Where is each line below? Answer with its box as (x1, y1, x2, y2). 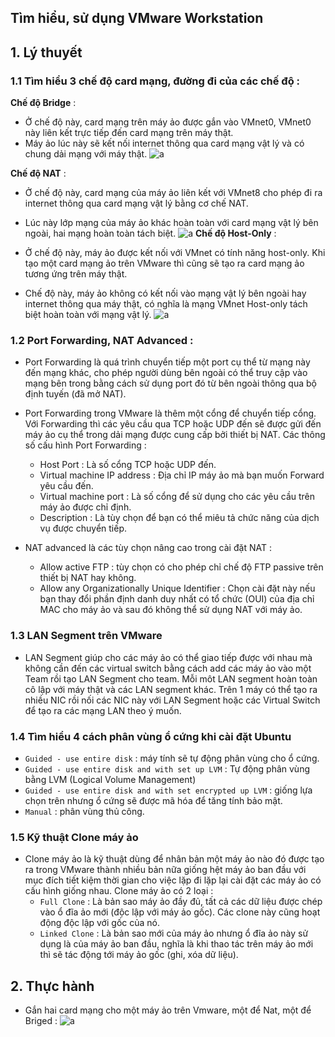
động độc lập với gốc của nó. (39, 917, 160, 929)
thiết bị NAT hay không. (39, 572, 137, 584)
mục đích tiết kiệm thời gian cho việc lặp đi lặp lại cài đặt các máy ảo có (24, 874, 322, 886)
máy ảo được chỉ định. (39, 501, 132, 513)
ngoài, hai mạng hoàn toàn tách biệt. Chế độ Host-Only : (24, 227, 277, 240)
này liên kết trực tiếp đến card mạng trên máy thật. (24, 127, 234, 139)
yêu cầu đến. (39, 480, 94, 492)
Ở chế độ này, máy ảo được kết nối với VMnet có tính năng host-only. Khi (24, 247, 326, 259)
